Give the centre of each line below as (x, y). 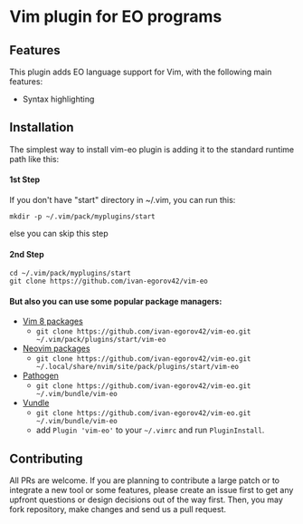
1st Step (25, 180)
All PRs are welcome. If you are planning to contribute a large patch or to (145, 480)
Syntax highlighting (58, 99)
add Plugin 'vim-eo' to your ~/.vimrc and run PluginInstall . (150, 430)
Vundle (36, 403)
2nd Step (27, 254)
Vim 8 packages (52, 321)
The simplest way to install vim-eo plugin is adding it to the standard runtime (152, 149)
